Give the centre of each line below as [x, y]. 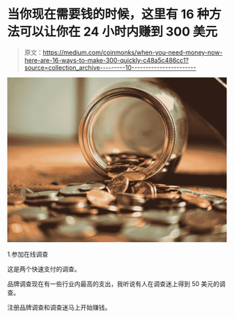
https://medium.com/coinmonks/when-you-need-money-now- [133, 52]
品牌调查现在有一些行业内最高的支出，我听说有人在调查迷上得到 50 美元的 [114, 284]
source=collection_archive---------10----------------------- [110, 68]
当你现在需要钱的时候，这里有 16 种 [108, 14]
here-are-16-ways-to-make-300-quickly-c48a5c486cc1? [107, 60]
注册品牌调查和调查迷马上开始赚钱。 [59, 307]
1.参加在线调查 [28, 254]
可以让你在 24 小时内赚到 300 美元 [119, 32]
